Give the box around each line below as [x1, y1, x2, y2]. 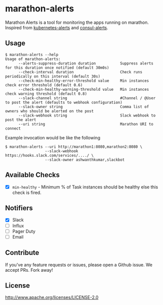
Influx [12, 223, 24, 229]
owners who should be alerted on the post [5, 109, 94, 114]
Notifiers [5, 204, 33, 212]
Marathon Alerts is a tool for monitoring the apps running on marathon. [5, 19, 149, 25]
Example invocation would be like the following [5, 134, 100, 140]
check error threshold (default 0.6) [5, 82, 83, 87]
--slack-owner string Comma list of [18, 104, 149, 109]
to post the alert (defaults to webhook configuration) [5, 100, 122, 105]
